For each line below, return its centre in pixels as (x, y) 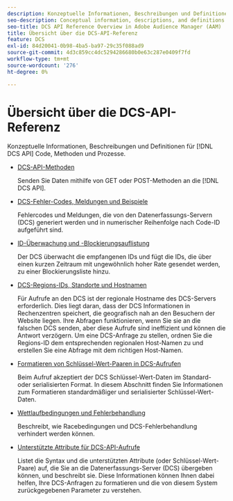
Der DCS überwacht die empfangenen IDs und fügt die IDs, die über (114, 257)
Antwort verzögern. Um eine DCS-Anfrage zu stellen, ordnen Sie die (115, 335)
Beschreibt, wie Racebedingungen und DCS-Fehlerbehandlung (107, 427)
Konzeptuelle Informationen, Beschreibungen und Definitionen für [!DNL (110, 146)
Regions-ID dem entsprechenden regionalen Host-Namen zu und (110, 343)
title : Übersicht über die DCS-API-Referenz (72, 33)
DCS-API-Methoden (46, 167)
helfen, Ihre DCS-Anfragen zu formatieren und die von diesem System (118, 483)
